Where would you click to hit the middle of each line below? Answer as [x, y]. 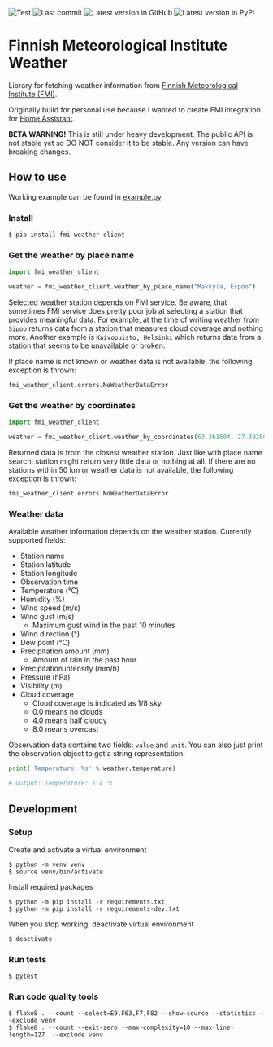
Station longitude [49, 574]
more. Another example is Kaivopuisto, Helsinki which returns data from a [135, 337]
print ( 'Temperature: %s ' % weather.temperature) [92, 769]
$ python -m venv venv [47, 864]
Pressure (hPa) [45, 677]
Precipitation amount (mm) [65, 651]
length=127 [27, 1035]
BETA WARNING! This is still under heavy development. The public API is [131, 134]
